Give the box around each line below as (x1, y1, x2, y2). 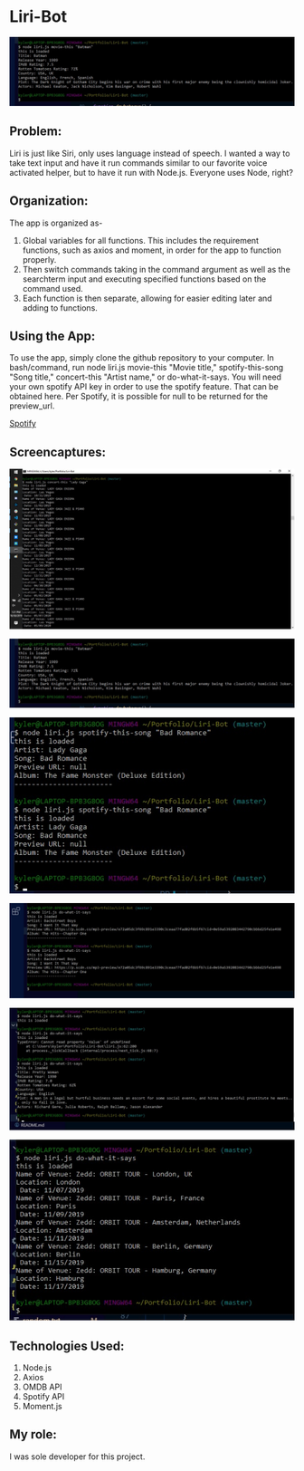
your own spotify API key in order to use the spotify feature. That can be (9, 381, 279, 392)
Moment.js (22, 1401, 62, 1411)
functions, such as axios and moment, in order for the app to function (22, 245, 282, 255)
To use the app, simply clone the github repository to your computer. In (9, 352, 274, 363)
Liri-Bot (9, 6, 68, 27)
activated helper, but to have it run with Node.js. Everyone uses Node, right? (9, 167, 294, 178)
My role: (9, 1427, 57, 1442)
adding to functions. (22, 302, 98, 313)
